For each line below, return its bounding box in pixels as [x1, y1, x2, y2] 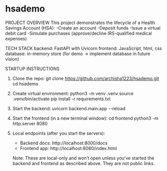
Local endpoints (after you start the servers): [12, 130, 105, 136]
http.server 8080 [12, 120, 48, 126]
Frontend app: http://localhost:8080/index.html [20, 145, 117, 151]
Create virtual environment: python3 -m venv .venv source [12, 90, 134, 96]
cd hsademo [12, 81, 39, 87]
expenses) [5, 36, 27, 42]
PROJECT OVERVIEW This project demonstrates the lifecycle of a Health [5, 20, 155, 26]
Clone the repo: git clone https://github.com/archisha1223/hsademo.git [12, 75, 159, 81]
